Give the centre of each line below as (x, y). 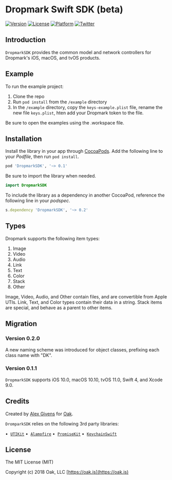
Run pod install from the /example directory (60, 102)
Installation (24, 139)
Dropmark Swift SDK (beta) (64, 10)
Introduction (26, 40)
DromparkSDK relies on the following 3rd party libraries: (62, 423)
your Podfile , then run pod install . (42, 157)
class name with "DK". (29, 355)
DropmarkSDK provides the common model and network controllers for (78, 52)
